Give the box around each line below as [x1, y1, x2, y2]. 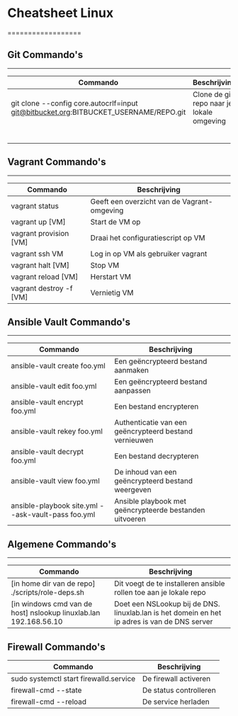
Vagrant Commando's [7, 156, 106, 168]
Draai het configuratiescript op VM [90, 232, 205, 242]
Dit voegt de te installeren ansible [114, 579, 225, 589]
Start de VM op [90, 217, 141, 227]
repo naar [192, 98, 225, 108]
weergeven [114, 485, 152, 495]
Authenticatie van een [114, 418, 188, 428]
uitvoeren [114, 514, 147, 524]
